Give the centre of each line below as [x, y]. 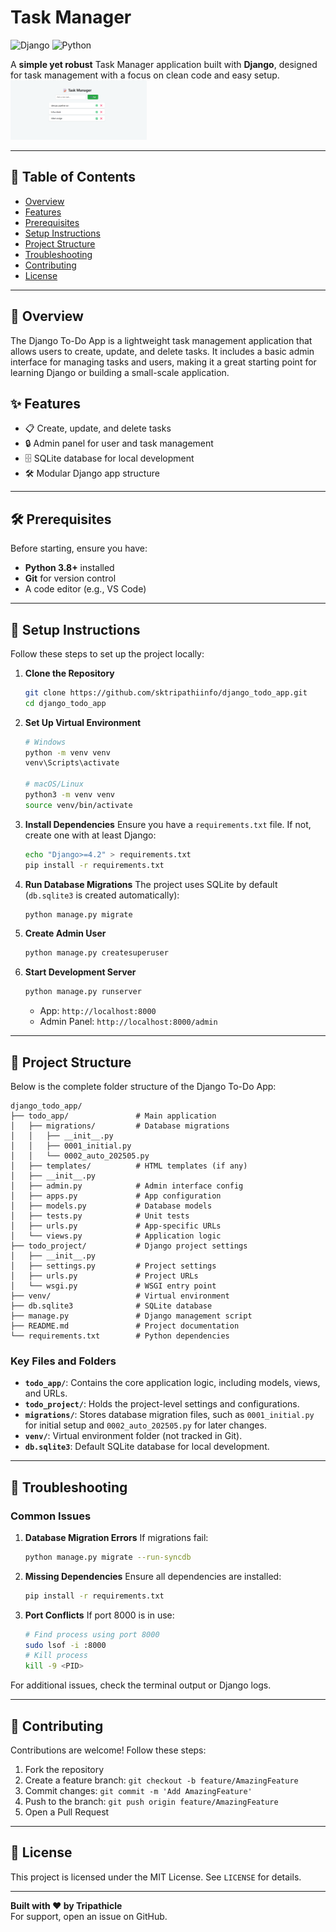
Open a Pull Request [67, 1812]
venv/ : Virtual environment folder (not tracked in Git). [133, 1436]
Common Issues [51, 1516]
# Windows [45, 742]
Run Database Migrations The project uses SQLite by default [151, 884]
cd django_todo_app [65, 703]
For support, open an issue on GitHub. [89, 1916]
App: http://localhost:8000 [98, 1011]
